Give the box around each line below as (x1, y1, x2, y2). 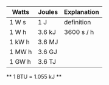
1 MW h (9, 48, 32, 56)
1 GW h (9, 58, 32, 66)
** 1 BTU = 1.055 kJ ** (6, 73, 62, 80)
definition (63, 18, 91, 26)
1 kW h (9, 38, 30, 46)
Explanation (63, 8, 99, 16)
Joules (38, 8, 58, 16)
